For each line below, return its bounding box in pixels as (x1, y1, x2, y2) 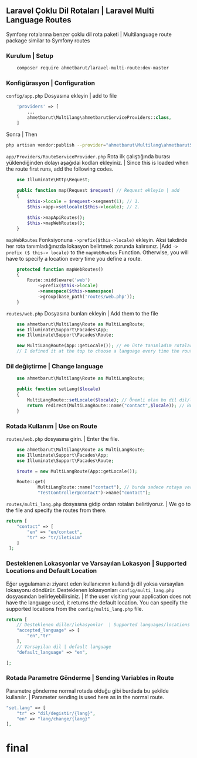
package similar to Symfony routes (6, 36, 90, 44)
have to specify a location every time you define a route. (6, 255, 142, 262)
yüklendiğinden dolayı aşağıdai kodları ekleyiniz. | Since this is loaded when (6, 159, 189, 166)
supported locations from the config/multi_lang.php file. (6, 605, 144, 612)
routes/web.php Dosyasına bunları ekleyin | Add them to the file (6, 310, 158, 317)
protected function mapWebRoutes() (16, 266, 104, 272)
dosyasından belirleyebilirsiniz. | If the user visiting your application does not (6, 593, 191, 600)
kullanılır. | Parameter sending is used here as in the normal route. (6, 693, 165, 700)
